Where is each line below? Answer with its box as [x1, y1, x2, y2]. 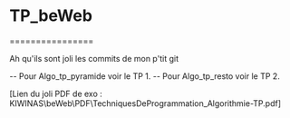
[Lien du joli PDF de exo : [9, 88, 102, 99]
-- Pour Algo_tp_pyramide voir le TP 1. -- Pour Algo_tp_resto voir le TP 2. [9, 70, 281, 82]
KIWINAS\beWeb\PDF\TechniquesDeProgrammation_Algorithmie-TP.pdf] [9, 97, 282, 109]
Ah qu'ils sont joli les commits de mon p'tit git [9, 53, 179, 64]
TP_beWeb [9, 5, 93, 26]
